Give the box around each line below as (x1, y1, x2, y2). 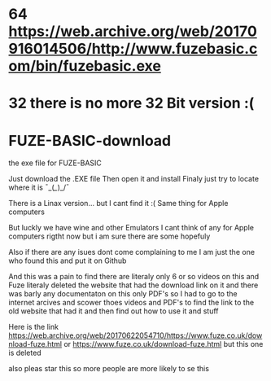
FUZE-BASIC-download (8, 131, 172, 150)
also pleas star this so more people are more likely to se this (8, 364, 210, 374)
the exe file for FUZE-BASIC (8, 158, 102, 168)
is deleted (8, 348, 42, 358)
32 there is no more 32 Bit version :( (8, 94, 255, 112)
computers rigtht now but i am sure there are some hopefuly (8, 231, 211, 241)
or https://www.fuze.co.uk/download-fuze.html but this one (63, 339, 264, 349)
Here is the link (8, 322, 59, 332)
